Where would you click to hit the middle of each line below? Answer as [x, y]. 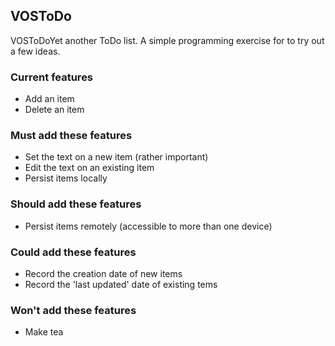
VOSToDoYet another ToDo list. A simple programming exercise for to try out [167, 40]
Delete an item [54, 110]
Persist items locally [66, 178]
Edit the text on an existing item [89, 168]
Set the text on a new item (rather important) [116, 157]
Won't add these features [73, 310]
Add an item [49, 99]
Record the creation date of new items [103, 273]
